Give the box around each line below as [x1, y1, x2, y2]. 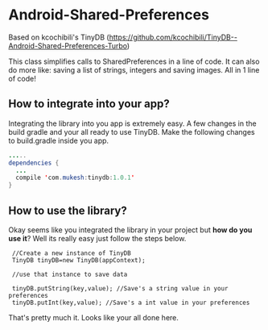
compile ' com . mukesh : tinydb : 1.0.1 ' [15, 173, 135, 182]
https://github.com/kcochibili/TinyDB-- [109, 32, 237, 42]
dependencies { [8, 159, 60, 167]
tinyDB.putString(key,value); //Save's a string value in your [11, 284, 229, 292]
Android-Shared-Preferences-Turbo [8, 40, 127, 50]
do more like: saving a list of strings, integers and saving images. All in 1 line [8, 65, 260, 74]
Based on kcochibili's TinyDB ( [8, 32, 110, 42]
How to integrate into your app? [8, 97, 171, 111]
